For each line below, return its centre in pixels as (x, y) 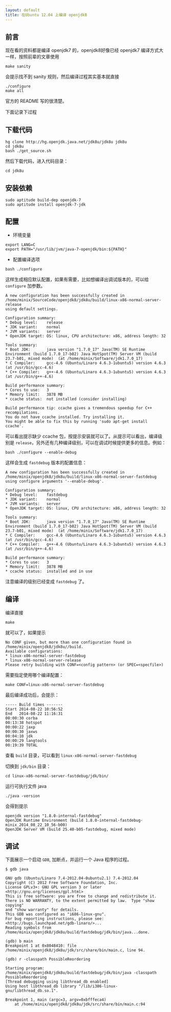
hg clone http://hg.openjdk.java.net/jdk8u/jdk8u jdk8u (66, 142)
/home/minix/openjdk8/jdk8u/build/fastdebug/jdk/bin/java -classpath (81, 973)
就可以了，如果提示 (26, 633)
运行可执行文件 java (26, 786)
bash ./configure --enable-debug (41, 452)
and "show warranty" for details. (42, 910)
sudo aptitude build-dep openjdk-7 (43, 200)
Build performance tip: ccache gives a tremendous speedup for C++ (79, 408)
